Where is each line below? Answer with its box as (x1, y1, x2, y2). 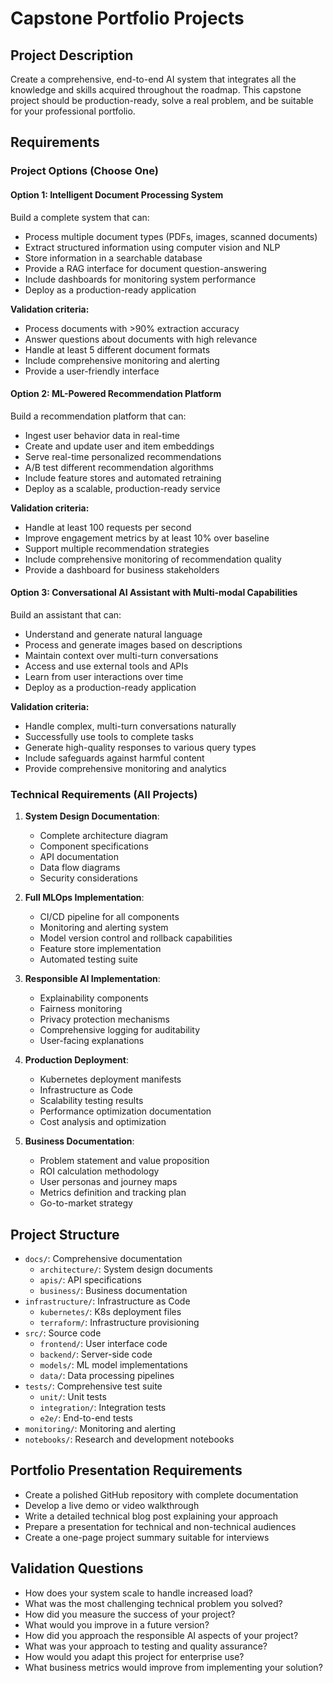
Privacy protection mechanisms (39, 1013, 170, 1026)
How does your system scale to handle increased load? (24, 1587, 253, 1599)
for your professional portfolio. (10, 105, 136, 117)
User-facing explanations (39, 1035, 145, 1047)
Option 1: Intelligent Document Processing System (10, 188, 224, 201)
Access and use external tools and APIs (24, 660, 189, 672)
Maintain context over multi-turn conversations (24, 649, 219, 661)
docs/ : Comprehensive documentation (24, 1253, 183, 1265)
